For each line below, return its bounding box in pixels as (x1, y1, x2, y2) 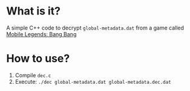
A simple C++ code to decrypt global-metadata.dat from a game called (6, 24, 185, 31)
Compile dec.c (15, 71, 51, 79)
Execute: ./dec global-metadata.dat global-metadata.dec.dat (15, 78, 171, 85)
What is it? (6, 4, 61, 18)
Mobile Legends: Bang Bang (6, 30, 77, 37)
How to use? (6, 52, 70, 66)
